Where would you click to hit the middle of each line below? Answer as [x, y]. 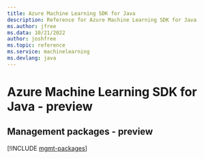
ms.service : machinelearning [48, 52]
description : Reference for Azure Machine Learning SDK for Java [102, 20]
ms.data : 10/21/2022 [37, 33]
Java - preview [50, 106]
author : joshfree [32, 39]
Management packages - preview [80, 132]
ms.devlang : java [32, 58]
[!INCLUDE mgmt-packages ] [47, 148]
